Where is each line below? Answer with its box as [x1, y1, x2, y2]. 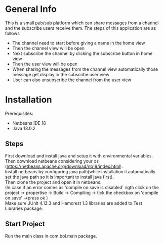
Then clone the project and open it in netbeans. [5, 179, 102, 185]
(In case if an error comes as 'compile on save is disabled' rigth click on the [5, 184, 159, 190]
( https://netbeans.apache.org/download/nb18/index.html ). [5, 163, 123, 169]
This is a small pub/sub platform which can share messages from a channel [5, 20, 159, 26]
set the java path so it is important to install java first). [5, 174, 114, 180]
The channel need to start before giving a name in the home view [12, 40, 145, 46]
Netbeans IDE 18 [12, 120, 46, 126]
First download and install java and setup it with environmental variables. [5, 152, 153, 159]
